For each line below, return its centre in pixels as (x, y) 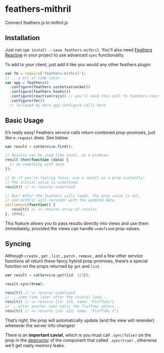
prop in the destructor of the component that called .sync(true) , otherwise (81, 340)
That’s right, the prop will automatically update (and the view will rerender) (80, 320)
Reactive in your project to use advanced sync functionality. (65, 55)
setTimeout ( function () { (30, 205)
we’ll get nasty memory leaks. (35, 345)
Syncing (18, 244)
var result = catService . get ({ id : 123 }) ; (48, 275)
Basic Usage (24, 121)
